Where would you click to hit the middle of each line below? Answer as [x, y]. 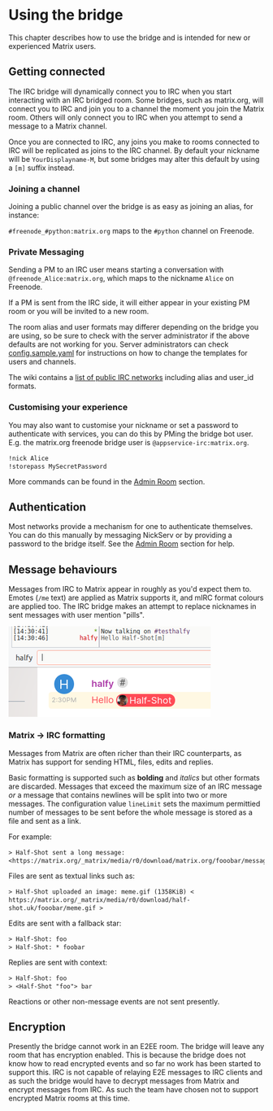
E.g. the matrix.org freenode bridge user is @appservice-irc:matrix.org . [129, 442]
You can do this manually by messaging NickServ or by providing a [121, 536]
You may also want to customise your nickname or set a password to [123, 425]
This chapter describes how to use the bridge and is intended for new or [130, 37]
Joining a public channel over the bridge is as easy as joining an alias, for [131, 207]
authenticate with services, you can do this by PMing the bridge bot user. [131, 434]
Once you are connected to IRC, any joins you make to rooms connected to [134, 142]
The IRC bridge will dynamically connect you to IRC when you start [120, 91]
